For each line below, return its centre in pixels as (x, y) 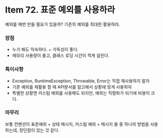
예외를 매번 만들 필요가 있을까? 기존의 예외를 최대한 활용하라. (63, 24)
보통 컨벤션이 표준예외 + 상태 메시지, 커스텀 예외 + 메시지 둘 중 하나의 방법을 (77, 124)
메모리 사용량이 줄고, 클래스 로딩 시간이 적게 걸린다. (61, 56)
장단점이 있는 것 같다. (39, 130)
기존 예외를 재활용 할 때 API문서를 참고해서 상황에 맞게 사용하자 (72, 87)
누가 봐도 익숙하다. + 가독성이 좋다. (45, 49)
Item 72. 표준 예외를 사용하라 (60, 10)
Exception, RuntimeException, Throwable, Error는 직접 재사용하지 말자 (81, 81)
